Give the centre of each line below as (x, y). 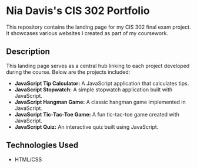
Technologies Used (42, 145)
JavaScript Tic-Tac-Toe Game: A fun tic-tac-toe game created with (97, 114)
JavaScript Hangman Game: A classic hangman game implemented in (100, 102)
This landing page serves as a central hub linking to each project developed (98, 66)
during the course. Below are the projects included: (68, 72)
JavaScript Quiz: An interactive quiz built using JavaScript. (86, 126)
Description (28, 52)
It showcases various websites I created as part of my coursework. (87, 33)
